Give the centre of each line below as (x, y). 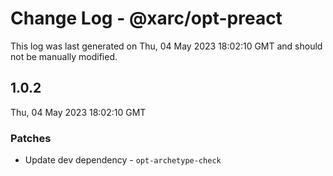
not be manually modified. (64, 56)
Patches (31, 138)
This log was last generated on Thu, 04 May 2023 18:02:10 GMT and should (166, 46)
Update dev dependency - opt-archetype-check (123, 160)
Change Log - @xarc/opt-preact (146, 18)
